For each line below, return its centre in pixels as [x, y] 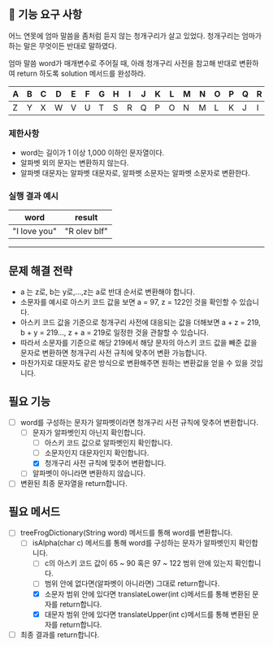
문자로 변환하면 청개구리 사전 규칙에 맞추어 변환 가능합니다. [113, 353]
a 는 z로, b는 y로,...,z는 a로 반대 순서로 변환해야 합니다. [107, 292]
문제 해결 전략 [41, 271]
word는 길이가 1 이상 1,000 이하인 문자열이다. [92, 153]
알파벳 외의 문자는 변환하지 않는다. [74, 163]
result [86, 218]
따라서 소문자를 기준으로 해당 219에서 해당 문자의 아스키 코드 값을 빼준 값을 [139, 343]
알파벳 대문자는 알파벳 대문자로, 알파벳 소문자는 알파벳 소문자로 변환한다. [135, 173]
